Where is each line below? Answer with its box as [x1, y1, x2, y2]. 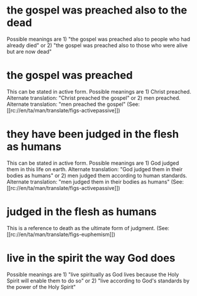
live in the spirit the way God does [6, 251, 176, 265]
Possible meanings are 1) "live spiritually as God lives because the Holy [6, 271, 179, 278]
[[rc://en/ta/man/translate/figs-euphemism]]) [6, 231, 116, 238]
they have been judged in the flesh [6, 128, 179, 141]
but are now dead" [6, 48, 52, 55]
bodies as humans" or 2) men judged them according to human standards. [6, 172, 188, 179]
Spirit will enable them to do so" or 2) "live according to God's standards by [6, 277, 190, 284]
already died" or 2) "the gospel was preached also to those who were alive [6, 42, 188, 49]
